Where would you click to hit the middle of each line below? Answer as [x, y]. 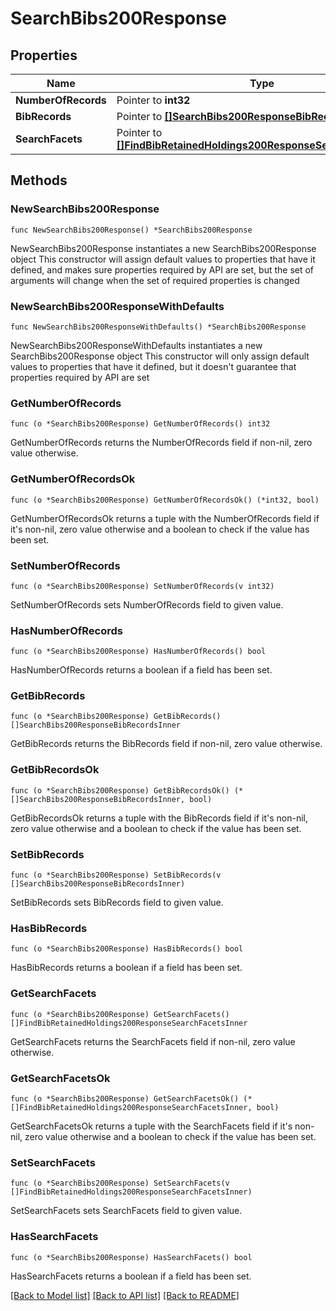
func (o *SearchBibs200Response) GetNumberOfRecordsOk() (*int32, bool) [165, 500]
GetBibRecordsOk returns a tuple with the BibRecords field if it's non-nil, [159, 818]
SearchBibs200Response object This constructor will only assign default [160, 356]
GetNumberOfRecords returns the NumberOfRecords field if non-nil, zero [161, 443]
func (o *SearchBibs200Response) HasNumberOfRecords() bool [138, 652]
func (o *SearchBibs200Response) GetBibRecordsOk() [120, 790]
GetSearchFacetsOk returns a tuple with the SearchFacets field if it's [151, 1126]
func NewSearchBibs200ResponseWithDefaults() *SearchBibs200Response [158, 327]
